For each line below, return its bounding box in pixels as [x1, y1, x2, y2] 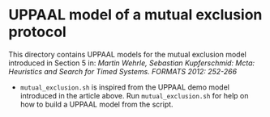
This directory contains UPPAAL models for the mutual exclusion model [8, 49, 247, 59]
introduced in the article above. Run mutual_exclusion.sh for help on [19, 90, 249, 100]
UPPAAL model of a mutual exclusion [8, 6, 263, 24]
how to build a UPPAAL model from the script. [19, 99, 174, 109]
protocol [8, 23, 66, 41]
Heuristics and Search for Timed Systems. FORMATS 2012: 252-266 [8, 66, 238, 76]
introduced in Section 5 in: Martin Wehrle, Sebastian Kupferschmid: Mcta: [8, 58, 255, 68]
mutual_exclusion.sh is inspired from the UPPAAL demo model [19, 82, 229, 92]
